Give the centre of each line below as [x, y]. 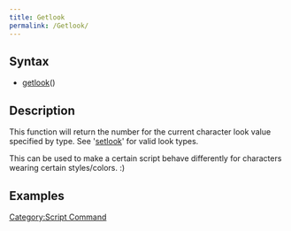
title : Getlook [37, 17]
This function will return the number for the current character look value [140, 132]
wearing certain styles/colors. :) [67, 168]
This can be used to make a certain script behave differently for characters [145, 158]
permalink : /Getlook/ [49, 26]
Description [42, 110]
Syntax [29, 62]
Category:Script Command [58, 217]
